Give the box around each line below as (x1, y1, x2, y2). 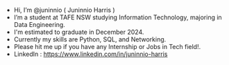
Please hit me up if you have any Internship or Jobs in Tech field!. (13, 43, 201, 50)
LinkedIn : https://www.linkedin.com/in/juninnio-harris (13, 50, 168, 58)
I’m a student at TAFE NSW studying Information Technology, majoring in (13, 13, 222, 21)
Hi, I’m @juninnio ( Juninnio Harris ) (13, 6, 116, 14)
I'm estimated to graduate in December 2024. (13, 28, 144, 36)
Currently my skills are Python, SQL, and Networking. (13, 35, 167, 44)
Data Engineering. (13, 21, 66, 28)
